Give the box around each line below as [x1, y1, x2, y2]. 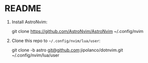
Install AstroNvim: [11, 19, 47, 25]
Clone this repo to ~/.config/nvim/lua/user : [11, 37, 101, 44]
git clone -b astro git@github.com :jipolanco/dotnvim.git [11, 47, 123, 53]
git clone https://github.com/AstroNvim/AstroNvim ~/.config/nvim [11, 28, 144, 34]
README [4, 3, 42, 14]
